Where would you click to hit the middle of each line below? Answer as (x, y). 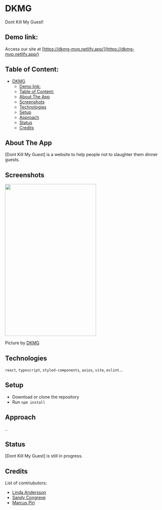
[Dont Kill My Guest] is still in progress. (44, 456)
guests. (13, 160)
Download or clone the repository (45, 397)
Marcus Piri (24, 503)
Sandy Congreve (29, 498)
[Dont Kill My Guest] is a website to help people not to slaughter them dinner (81, 155)
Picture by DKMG (22, 343)
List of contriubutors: (26, 483)
